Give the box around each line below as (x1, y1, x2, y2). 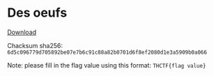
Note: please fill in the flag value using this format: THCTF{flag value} (7, 61, 206, 69)
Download (7, 28, 37, 36)
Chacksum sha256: (7, 41, 63, 50)
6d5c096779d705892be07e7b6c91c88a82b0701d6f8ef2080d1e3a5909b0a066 (7, 49, 208, 56)
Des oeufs (7, 5, 68, 21)
